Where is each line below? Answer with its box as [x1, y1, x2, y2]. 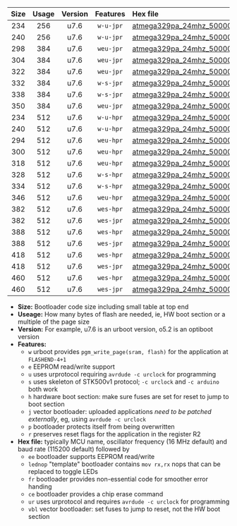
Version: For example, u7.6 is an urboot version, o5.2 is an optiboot [17, 325, 214, 334]
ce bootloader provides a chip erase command [28, 490, 164, 498]
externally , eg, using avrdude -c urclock [28, 415, 147, 423]
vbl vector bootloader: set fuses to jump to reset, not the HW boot [28, 505, 221, 513]
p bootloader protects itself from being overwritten [28, 422, 175, 431]
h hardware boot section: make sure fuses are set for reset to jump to [28, 393, 229, 400]
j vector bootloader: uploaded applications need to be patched [28, 408, 212, 415]
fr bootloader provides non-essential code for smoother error [28, 475, 208, 483]
